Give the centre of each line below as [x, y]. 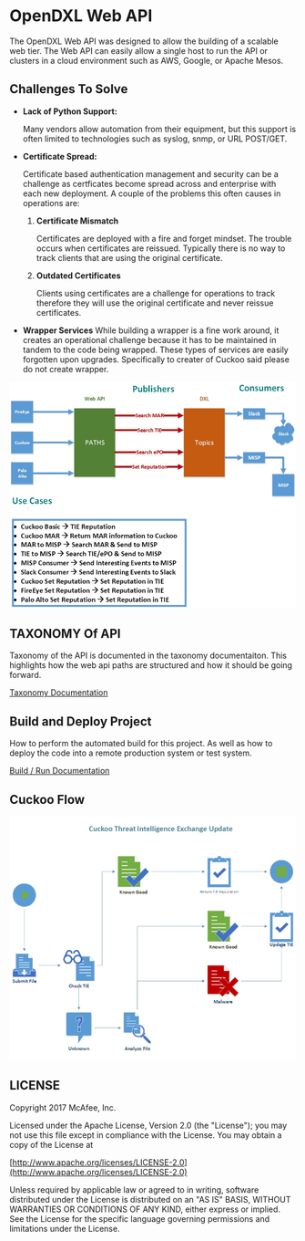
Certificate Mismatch [77, 221]
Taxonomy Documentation [59, 693]
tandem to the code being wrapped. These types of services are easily [155, 349]
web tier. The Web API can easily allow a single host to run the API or [139, 50]
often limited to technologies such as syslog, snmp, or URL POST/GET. [155, 139]
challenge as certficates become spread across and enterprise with [149, 183]
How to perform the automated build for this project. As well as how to [141, 744]
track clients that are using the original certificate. [129, 257]
